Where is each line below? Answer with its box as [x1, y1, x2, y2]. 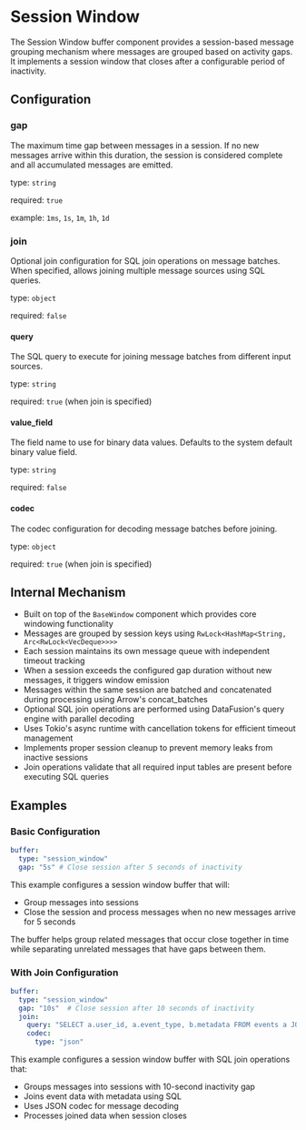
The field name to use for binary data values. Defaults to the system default [10, 437, 293, 448]
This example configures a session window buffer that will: [10, 879, 231, 890]
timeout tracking [23, 655, 85, 666]
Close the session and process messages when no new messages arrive [23, 906, 296, 917]
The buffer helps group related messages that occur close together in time [10, 933, 290, 944]
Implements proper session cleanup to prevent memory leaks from [23, 742, 273, 753]
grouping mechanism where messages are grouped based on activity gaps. [10, 45, 293, 56]
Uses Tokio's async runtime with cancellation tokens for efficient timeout [23, 723, 296, 734]
